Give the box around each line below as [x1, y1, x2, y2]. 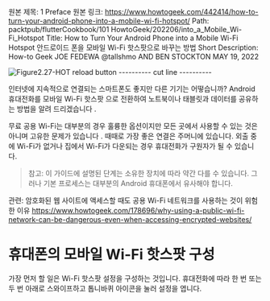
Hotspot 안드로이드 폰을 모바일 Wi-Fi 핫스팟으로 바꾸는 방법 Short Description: [8, 43, 259, 52]
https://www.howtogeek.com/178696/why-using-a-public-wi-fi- [31, 206, 245, 215]
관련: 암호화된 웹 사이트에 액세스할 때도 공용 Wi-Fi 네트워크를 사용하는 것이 [8, 196, 243, 205]
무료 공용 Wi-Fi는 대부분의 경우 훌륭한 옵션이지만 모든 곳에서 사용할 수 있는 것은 [8, 122, 258, 130]
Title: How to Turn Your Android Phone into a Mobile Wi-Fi [45, 33, 239, 43]
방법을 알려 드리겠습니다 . [16, 104, 97, 113]
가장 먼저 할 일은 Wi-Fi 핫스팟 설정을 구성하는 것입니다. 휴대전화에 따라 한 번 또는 [8, 273, 262, 283]
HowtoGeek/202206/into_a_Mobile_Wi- [110, 25, 243, 34]
